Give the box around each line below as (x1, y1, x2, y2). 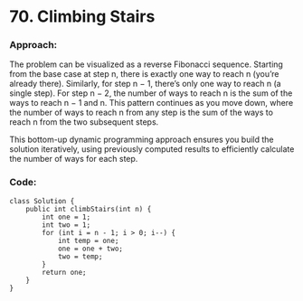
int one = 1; (42, 212, 91, 221)
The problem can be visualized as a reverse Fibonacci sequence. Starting (9, 59, 283, 70)
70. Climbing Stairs (9, 6, 156, 27)
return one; (42, 268, 88, 277)
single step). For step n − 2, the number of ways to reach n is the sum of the (9, 88, 293, 99)
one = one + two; (57, 244, 124, 253)
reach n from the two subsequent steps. (9, 117, 159, 127)
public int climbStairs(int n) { (25, 204, 152, 213)
